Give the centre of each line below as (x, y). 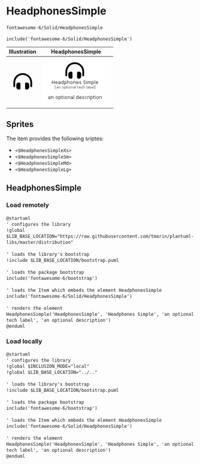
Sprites (20, 124)
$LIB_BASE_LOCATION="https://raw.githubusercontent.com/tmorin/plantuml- (100, 236)
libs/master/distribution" (40, 242)
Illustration (23, 52)
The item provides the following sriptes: (55, 138)
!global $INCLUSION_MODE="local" (48, 366)
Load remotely (28, 205)
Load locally (24, 341)
